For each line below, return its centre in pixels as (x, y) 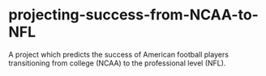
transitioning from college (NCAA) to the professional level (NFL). (117, 63)
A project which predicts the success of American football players (119, 54)
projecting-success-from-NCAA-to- (134, 15)
